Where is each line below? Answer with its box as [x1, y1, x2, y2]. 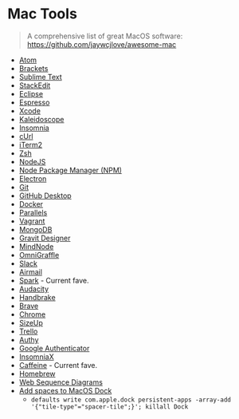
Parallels [18, 208, 48, 217]
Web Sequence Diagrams [18, 377, 103, 387]
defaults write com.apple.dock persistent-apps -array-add [30, 396, 232, 404]
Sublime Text [18, 72, 63, 81]
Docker [18, 199, 44, 208]
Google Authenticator [18, 343, 90, 353]
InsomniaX [18, 352, 54, 362]
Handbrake [18, 292, 57, 302]
